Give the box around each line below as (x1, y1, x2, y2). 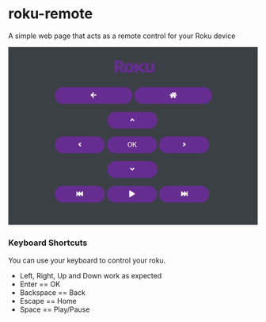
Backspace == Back (19, 287, 85, 297)
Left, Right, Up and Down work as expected (19, 270, 162, 280)
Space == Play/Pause (19, 305, 90, 314)
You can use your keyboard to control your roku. (8, 255, 166, 265)
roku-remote (8, 5, 93, 23)
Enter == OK (19, 279, 61, 289)
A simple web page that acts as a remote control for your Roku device (8, 31, 236, 40)
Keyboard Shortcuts (8, 237, 88, 248)
